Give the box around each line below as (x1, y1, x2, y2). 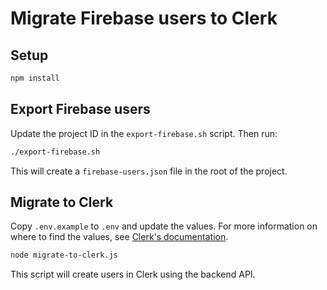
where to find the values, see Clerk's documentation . (10, 231, 229, 243)
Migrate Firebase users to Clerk (10, 7, 278, 30)
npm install (10, 73, 60, 83)
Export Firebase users (10, 101, 151, 118)
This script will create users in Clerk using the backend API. (10, 268, 256, 281)
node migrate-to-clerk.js (10, 250, 118, 261)
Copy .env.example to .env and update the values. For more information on (10, 220, 318, 232)
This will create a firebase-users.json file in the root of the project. (10, 165, 288, 177)
